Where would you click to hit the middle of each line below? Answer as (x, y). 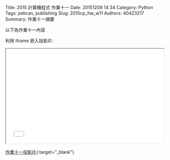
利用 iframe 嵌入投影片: (30, 41)
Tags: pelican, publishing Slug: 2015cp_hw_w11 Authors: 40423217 (75, 13)
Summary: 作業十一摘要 (30, 19)
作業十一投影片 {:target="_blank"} (40, 152)
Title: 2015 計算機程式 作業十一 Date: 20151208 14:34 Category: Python (79, 7)
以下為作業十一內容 (25, 30)
